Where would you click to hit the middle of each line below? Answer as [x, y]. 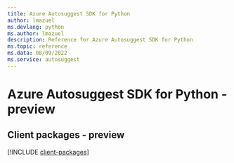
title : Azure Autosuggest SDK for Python [69, 14]
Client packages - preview [66, 135]
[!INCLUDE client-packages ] [48, 152]
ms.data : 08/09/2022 [38, 53]
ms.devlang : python [36, 27]
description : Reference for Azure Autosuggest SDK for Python [100, 40]
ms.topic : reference [38, 46]
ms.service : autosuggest [44, 60]
